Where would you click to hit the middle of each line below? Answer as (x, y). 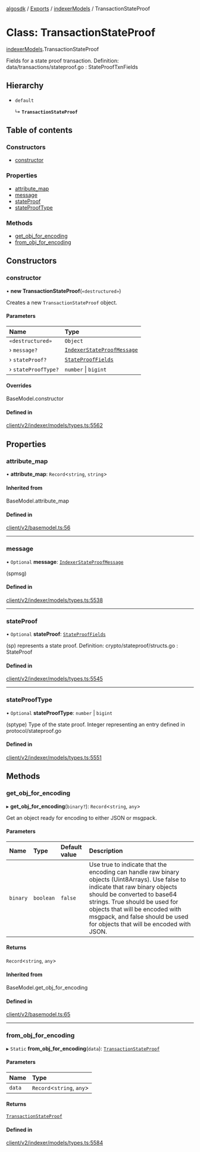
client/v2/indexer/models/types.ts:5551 (54, 757)
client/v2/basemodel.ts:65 (38, 1014)
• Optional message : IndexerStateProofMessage (65, 561)
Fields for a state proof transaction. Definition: (62, 60)
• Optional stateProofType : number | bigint (60, 713)
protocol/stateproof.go (34, 730)
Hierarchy (25, 86)
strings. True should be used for (134, 901)
